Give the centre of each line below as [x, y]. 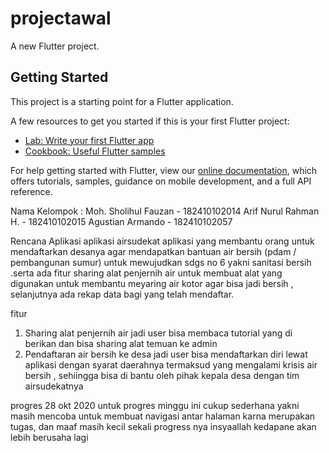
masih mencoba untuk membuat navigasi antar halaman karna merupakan [163, 416]
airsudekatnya [54, 386]
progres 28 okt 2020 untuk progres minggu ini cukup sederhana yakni [155, 405]
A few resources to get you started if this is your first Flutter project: [150, 121]
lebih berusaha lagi [49, 437]
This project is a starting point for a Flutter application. [122, 101]
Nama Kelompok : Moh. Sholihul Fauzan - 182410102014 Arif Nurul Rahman [165, 211]
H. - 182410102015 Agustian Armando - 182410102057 [121, 221]
